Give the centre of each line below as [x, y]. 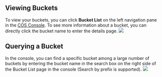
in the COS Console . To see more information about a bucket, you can [76, 25]
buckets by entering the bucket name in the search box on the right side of [81, 63]
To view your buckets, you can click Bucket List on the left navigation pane [81, 20]
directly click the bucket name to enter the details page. [61, 31]
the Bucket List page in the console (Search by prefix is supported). [73, 69]
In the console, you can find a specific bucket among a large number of [77, 58]
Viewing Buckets [31, 8]
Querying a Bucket [34, 46]
